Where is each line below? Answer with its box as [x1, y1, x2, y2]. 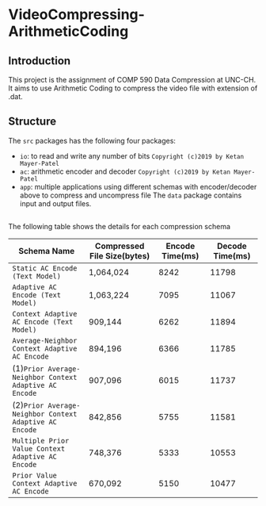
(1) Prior [12, 363, 44, 374]
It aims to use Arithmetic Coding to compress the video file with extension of [8, 83, 258, 93]
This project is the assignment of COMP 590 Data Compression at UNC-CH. [8, 75, 256, 84]
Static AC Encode [12, 264, 78, 273]
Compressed [94, 240, 145, 251]
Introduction [8, 54, 71, 67]
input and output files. [19, 198, 92, 208]
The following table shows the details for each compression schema [8, 222, 231, 232]
